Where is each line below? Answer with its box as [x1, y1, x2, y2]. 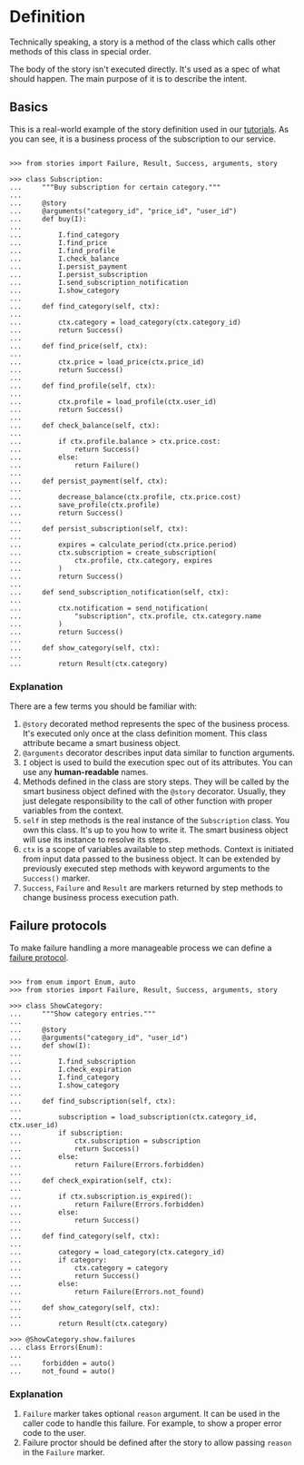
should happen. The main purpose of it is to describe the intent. [9, 73, 248, 84]
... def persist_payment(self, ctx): [9, 477, 169, 486]
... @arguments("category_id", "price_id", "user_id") [9, 206, 238, 215]
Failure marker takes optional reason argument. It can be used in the [22, 1409, 280, 1420]
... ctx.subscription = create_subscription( [9, 547, 218, 557]
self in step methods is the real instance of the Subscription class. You [22, 815, 290, 826]
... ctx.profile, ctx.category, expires [9, 556, 213, 565]
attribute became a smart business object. [22, 738, 181, 749]
